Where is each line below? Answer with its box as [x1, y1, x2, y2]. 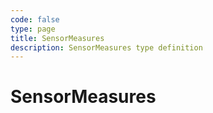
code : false [10, 14, 60, 25]
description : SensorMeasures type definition [10, 42, 203, 53]
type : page [10, 24, 56, 34]
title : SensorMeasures [10, 33, 105, 43]
